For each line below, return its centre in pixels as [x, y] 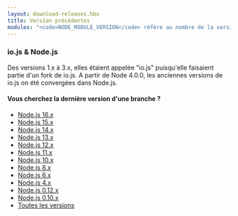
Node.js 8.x [34, 167]
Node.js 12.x [36, 145]
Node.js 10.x [36, 160]
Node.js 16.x [35, 114]
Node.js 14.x [36, 129]
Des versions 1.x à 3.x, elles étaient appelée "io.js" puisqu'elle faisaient [110, 67]
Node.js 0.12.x [38, 190]
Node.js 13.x [35, 137]
